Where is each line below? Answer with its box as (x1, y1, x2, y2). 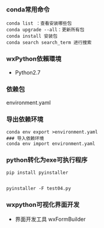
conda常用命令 (6, 5, 50, 13)
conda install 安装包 (6, 33, 58, 40)
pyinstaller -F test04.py (6, 185, 71, 192)
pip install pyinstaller (6, 170, 69, 176)
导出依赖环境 (6, 115, 44, 123)
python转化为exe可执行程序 (6, 156, 88, 164)
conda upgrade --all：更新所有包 (6, 27, 85, 33)
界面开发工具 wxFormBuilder (14, 215, 86, 223)
